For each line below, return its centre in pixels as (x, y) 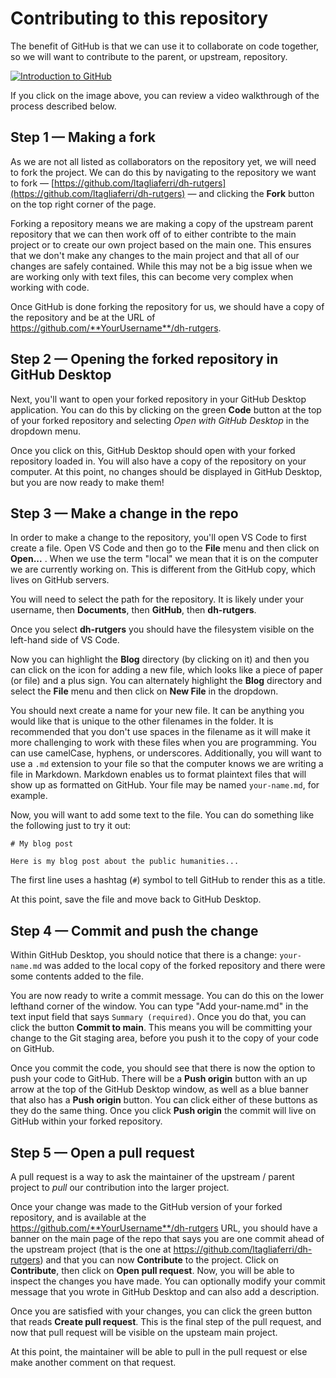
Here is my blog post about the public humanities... (125, 862)
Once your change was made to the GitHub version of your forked (146, 1206)
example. (29, 796)
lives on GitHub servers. (60, 580)
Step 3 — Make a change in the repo (124, 513)
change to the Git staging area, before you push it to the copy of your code (164, 1038)
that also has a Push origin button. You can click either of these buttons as (164, 1100)
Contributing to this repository (139, 18)
